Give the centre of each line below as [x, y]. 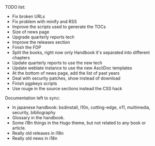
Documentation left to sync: [33, 98]
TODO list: [15, 7]
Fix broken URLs [28, 16]
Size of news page [31, 32]
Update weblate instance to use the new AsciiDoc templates [72, 68]
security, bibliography [34, 113]
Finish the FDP [26, 47]
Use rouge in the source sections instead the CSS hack [67, 89]
